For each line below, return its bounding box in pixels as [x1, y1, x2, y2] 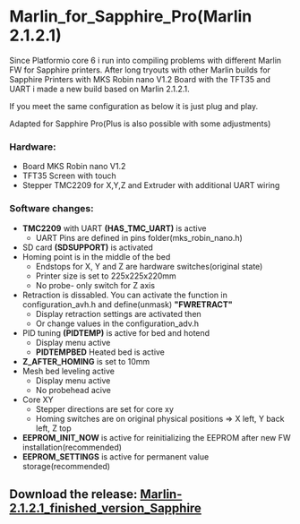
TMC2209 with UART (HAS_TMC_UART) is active [21, 222, 207, 234]
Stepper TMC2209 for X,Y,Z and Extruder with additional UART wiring [21, 180, 280, 191]
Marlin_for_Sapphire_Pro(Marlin [9, 6, 253, 27]
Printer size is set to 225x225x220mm [35, 271, 176, 281]
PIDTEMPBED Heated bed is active [35, 347, 166, 357]
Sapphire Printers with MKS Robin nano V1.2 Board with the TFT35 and [9, 73, 271, 84]
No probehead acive [35, 384, 112, 395]
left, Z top [35, 423, 72, 434]
